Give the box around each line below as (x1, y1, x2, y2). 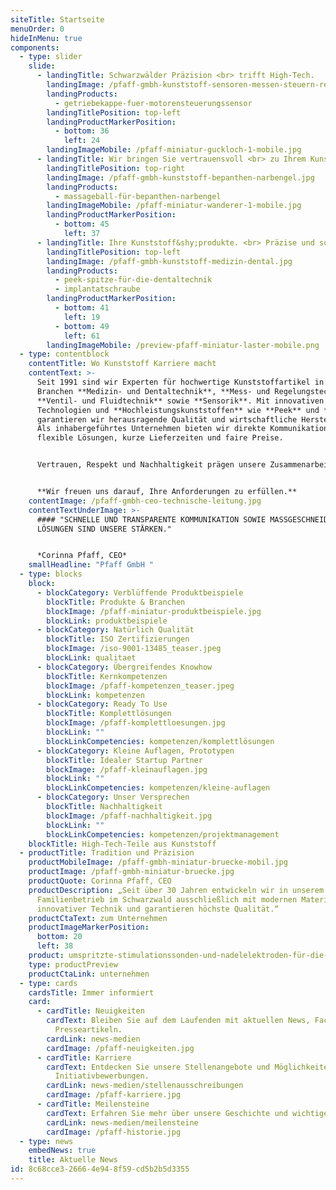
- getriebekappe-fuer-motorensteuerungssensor (54, 98, 253, 108)
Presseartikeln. (54, 1025, 123, 1035)
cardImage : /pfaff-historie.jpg (46, 1127, 182, 1137)
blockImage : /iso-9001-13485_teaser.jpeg (46, 644, 222, 654)
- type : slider (19, 52, 83, 62)
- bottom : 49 (54, 321, 110, 331)
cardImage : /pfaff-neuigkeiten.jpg (46, 1043, 195, 1053)
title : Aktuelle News (28, 1155, 118, 1165)
